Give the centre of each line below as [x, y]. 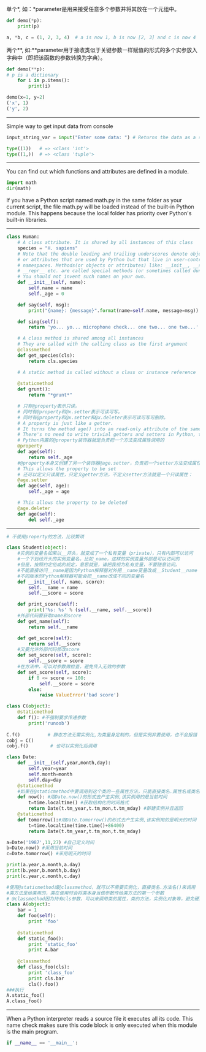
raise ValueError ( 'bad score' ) [79, 695]
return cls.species [53, 361]
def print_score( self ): [48, 604]
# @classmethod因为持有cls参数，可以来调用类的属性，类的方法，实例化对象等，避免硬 [103, 899]
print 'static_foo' [53, 944]
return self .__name [53, 627]
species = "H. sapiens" [48, 248]
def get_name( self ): [44, 621]
